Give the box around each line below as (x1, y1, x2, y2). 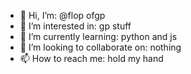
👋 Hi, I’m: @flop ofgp (19, 10, 106, 21)
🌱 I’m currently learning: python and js (19, 31, 178, 42)
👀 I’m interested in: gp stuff (19, 20, 132, 32)
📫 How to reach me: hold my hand (19, 53, 164, 64)
